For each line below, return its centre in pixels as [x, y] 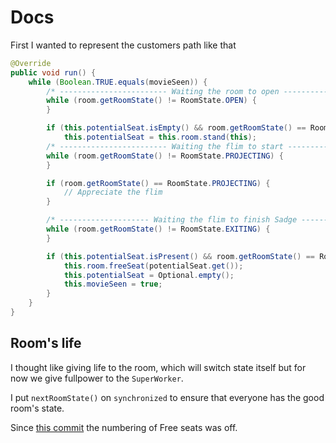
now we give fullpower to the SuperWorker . [97, 378]
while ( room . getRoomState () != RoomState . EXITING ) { [158, 229]
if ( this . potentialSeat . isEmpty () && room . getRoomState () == [176, 128]
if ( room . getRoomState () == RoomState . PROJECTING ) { [158, 183]
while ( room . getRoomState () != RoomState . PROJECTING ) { [165, 156]
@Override [31, 63]
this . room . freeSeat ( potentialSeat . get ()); [153, 266]
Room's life [46, 343]
